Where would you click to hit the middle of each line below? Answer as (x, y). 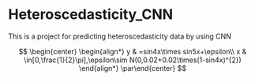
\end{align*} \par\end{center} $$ (133, 68)
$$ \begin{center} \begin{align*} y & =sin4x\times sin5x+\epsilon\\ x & (133, 51)
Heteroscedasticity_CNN (91, 15)
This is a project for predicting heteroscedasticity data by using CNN (120, 36)
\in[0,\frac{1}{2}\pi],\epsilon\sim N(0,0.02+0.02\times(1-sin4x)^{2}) (133, 60)
